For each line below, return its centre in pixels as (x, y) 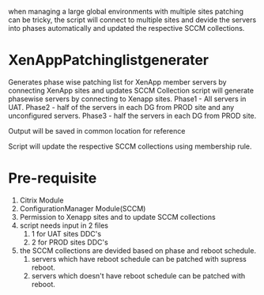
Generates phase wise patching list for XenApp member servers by (117, 81)
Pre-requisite (53, 178)
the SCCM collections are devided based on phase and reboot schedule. (138, 250)
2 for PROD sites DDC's (70, 242)
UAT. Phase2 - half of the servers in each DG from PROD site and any (121, 107)
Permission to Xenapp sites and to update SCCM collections (117, 217)
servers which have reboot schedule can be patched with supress (139, 259)
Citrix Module (41, 200)
